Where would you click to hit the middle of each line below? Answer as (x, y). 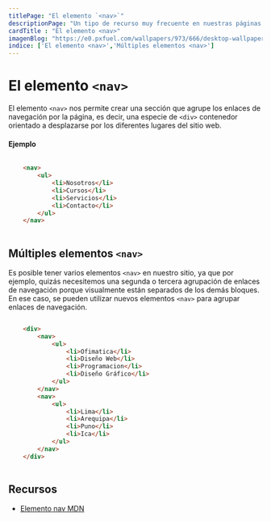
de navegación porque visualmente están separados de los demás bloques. (134, 290)
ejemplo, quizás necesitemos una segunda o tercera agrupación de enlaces (134, 281)
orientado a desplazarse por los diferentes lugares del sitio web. (115, 125)
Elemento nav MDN (52, 509)
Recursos (33, 489)
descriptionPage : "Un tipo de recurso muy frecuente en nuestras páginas (135, 23)
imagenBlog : (28, 38)
